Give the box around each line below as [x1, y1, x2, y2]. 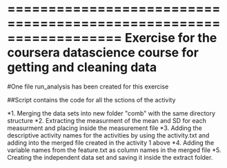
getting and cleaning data [7, 59, 157, 75]
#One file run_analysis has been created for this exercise [7, 82, 169, 91]
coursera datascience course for [7, 45, 199, 61]
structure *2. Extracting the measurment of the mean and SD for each [7, 116, 207, 124]
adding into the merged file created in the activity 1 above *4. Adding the [7, 138, 215, 147]
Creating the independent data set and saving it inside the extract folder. [7, 153, 213, 161]
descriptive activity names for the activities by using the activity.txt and [7, 131, 210, 139]
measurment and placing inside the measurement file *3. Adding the [7, 124, 202, 132]
